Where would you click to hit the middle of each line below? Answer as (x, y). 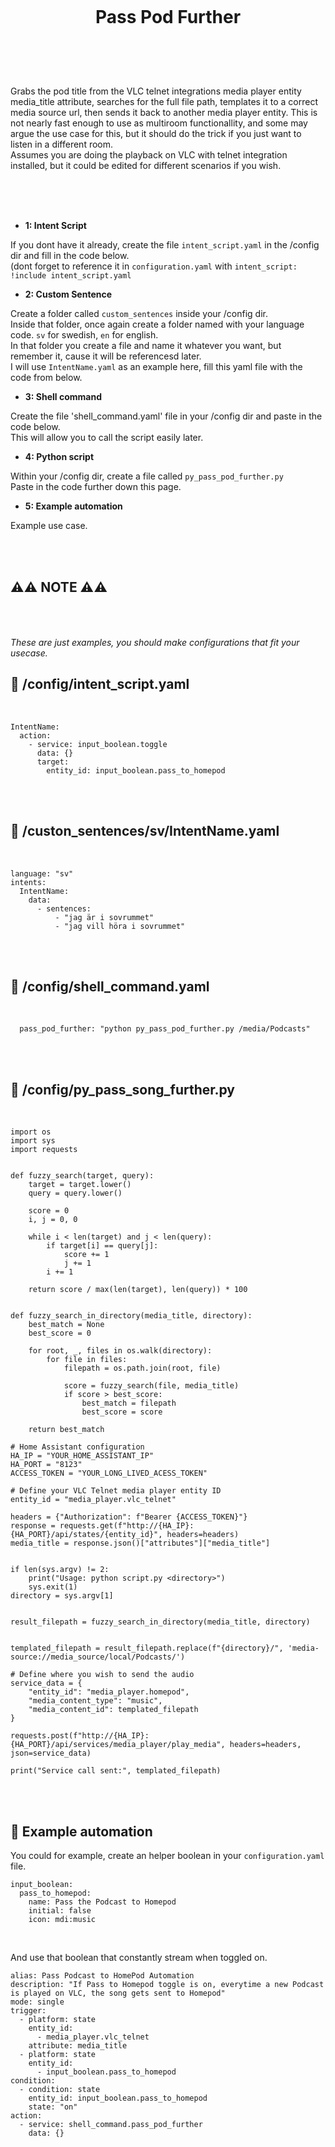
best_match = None (66, 1325)
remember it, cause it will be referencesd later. (106, 356)
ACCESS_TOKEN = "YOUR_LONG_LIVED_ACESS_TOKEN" (109, 1473)
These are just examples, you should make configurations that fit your (155, 642)
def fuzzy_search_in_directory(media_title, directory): (131, 1316)
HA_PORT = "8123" (46, 1465)
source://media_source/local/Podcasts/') (98, 1657)
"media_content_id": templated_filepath (113, 1710)
